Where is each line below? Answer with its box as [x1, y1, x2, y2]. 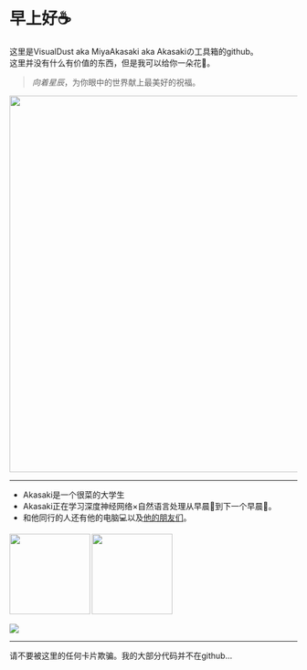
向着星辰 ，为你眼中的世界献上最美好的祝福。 [31, 77, 201, 88]
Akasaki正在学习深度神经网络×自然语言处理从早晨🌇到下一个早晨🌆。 [22, 500, 277, 511]
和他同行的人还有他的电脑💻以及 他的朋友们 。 [22, 512, 192, 523]
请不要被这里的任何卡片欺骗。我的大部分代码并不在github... [9, 650, 233, 661]
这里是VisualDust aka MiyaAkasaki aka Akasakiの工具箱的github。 [9, 46, 259, 57]
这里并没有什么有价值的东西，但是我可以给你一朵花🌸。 [9, 57, 216, 68]
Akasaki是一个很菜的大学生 [22, 489, 125, 500]
